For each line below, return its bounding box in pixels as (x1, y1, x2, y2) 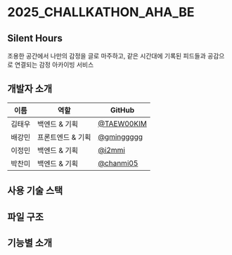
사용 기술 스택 (7, 185, 63, 197)
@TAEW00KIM (98, 119, 148, 129)
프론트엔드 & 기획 (37, 132, 91, 142)
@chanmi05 (98, 158, 138, 168)
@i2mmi (98, 145, 125, 155)
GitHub (110, 105, 135, 115)
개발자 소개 (7, 83, 53, 95)
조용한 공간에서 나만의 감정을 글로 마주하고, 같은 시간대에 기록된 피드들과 (7, 52, 206, 60)
